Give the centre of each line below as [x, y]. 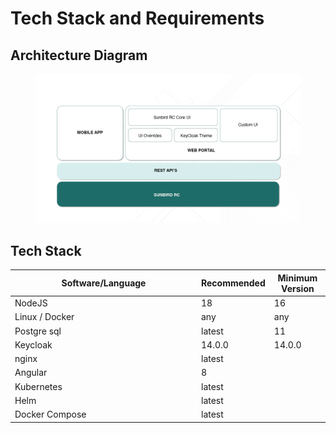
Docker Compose [50, 414]
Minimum [297, 278]
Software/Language [104, 283]
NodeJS [31, 303]
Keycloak [33, 344]
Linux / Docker [44, 317]
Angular [31, 373]
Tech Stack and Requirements [137, 18]
